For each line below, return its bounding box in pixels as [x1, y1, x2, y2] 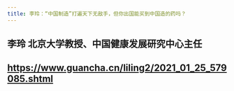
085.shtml [7, 73, 54, 85]
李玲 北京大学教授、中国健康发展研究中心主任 [7, 38, 203, 50]
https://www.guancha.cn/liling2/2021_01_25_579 [7, 62, 227, 74]
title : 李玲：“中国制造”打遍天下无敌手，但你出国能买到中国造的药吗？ [7, 10, 187, 17]
